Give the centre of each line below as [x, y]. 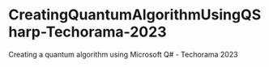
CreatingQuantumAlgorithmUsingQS [135, 15]
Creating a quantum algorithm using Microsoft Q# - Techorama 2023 [123, 54]
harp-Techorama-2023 [88, 32]
